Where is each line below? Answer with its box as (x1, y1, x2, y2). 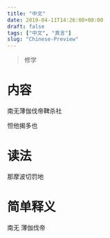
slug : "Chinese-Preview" (7, 36, 79, 43)
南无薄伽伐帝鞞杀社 (7, 107, 62, 115)
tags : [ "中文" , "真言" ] (7, 29, 71, 37)
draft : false (7, 23, 45, 30)
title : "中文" (7, 10, 46, 17)
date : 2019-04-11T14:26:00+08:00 (7, 17, 104, 24)
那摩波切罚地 (7, 172, 44, 181)
